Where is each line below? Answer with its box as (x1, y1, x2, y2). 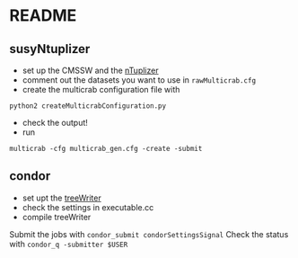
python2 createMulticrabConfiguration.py (9, 102, 167, 111)
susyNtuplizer (9, 41, 91, 57)
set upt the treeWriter (22, 192, 101, 203)
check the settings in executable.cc (22, 201, 154, 212)
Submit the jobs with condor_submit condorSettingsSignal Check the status (9, 228, 289, 239)
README (9, 5, 77, 26)
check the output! (22, 118, 88, 128)
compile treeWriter (22, 211, 92, 222)
